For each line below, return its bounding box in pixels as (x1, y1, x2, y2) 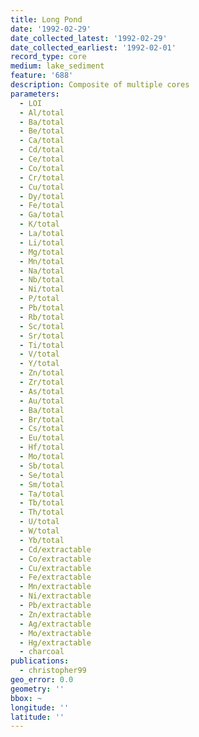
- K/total (19, 219, 60, 230)
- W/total (19, 526, 60, 536)
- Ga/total (19, 210, 65, 220)
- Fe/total (19, 201, 65, 211)
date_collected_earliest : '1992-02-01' (10, 42, 177, 53)
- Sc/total (19, 321, 65, 331)
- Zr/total (19, 377, 65, 387)
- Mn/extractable (19, 582, 92, 592)
